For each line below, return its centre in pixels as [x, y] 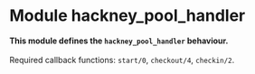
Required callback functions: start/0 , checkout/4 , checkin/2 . [122, 60]
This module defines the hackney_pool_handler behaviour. [119, 41]
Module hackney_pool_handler [127, 16]
